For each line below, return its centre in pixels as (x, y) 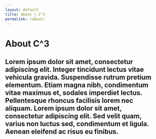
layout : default (22, 10)
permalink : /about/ (25, 19)
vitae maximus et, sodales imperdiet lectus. (74, 93)
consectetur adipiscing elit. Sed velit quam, (74, 116)
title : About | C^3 (25, 14)
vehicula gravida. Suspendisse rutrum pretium (78, 77)
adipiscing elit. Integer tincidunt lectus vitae (75, 69)
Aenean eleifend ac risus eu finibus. (62, 131)
